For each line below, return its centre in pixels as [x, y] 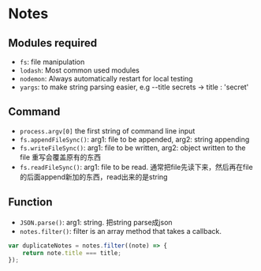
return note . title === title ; [72, 253]
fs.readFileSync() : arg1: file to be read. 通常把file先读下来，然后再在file [136, 167]
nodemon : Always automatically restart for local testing [106, 79]
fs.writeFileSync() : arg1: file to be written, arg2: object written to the [132, 148]
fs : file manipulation [52, 62]
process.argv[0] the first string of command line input [107, 130]
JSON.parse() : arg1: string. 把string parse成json [96, 222]
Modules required [53, 43]
